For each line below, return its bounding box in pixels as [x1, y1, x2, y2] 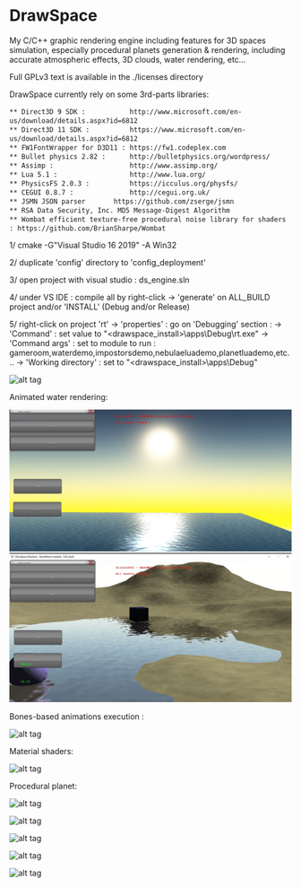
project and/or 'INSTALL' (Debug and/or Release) [9, 301, 191, 312]
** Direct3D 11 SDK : [9, 125, 90, 135]
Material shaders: [9, 745, 74, 756]
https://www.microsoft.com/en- [129, 125, 246, 135]
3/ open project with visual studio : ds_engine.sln [9, 274, 190, 285]
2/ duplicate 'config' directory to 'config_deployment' [9, 257, 206, 267]
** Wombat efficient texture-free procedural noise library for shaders [9, 214, 287, 224]
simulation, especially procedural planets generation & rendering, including [9, 44, 286, 55]
